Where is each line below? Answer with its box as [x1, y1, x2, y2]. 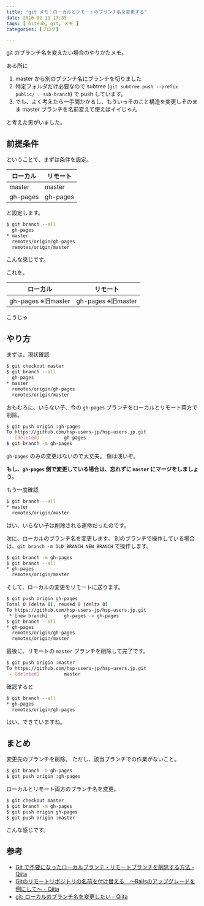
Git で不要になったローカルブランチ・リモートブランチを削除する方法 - [15, 864, 195, 871]
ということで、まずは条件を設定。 [6, 156, 93, 163]
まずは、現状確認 [6, 351, 50, 359]
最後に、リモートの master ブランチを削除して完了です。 [6, 647, 149, 655]
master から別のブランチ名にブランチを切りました [15, 75, 142, 83]
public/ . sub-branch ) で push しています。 [15, 90, 127, 98]
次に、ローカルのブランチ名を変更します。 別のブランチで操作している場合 [6, 535, 195, 542]
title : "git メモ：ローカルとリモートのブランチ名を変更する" [6, 9, 147, 15]
